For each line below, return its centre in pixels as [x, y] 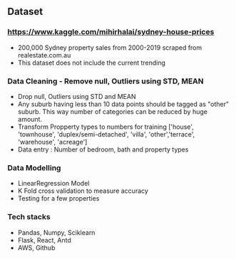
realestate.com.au [44, 55]
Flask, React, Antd [44, 240]
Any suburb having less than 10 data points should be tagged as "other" [123, 104]
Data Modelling [34, 168]
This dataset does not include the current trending [92, 63]
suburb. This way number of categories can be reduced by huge [113, 111]
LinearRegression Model [53, 184]
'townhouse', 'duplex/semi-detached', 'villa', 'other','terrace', [106, 134]
